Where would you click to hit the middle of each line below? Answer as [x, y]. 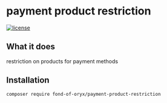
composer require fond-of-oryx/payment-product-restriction [84, 94]
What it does [31, 47]
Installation [28, 80]
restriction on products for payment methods [62, 61]
